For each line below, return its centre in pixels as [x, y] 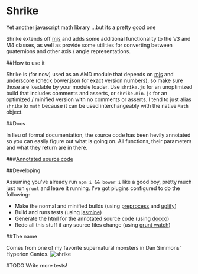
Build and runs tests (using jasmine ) [58, 212]
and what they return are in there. [47, 147]
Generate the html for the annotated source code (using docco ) [92, 218]
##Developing [23, 170]
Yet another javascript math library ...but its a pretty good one [81, 27]
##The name [22, 236]
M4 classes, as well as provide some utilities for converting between [90, 45]
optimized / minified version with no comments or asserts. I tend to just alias [99, 99]
